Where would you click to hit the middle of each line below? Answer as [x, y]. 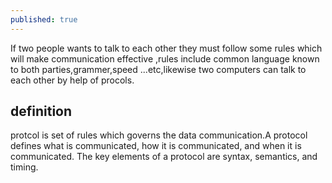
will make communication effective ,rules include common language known [165, 58]
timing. [24, 167]
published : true [44, 19]
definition [41, 111]
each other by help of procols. [72, 80]
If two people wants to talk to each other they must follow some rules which [166, 48]
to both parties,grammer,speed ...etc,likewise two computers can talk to [158, 69]
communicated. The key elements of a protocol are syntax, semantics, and [164, 157]
